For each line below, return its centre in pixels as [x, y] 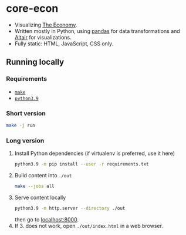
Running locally [35, 62]
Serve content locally [40, 197]
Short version [26, 113]
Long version [25, 140]
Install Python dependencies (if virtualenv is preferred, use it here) [94, 153]
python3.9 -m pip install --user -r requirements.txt [82, 164]
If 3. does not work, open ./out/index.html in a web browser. [89, 226]
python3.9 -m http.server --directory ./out [70, 208]
